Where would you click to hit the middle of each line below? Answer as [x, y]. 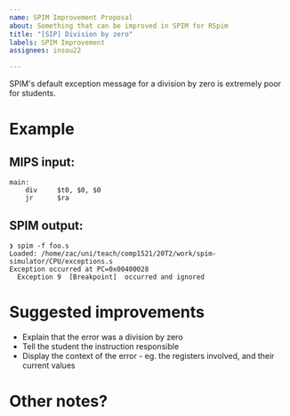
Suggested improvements [107, 312]
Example [42, 129]
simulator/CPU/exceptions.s [61, 261]
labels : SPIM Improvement [57, 42]
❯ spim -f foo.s [39, 246]
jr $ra [47, 198]
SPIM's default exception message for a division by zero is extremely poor [145, 84]
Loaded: [24, 253]
